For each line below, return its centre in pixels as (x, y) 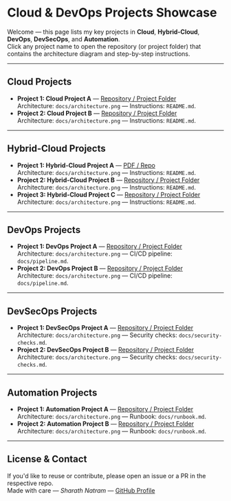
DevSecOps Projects (52, 311)
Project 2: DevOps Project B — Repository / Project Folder (100, 268)
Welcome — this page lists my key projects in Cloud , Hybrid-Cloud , (103, 32)
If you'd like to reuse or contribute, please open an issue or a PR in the (107, 476)
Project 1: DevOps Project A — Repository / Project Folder (99, 247)
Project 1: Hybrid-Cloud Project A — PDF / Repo (86, 165)
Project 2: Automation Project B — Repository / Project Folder (106, 424)
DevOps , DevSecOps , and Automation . (64, 39)
